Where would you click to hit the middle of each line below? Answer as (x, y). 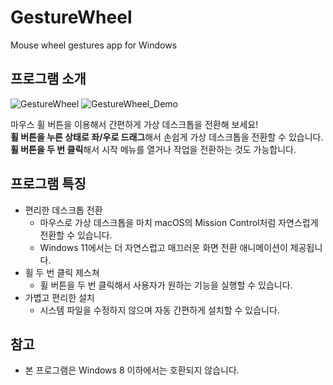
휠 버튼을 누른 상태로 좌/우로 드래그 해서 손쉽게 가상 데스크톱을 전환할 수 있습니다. (167, 137)
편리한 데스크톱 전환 (63, 210)
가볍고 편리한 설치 (59, 297)
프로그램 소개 (48, 79)
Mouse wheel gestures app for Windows (94, 45)
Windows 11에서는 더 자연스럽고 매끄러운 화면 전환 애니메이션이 (163, 247)
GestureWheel (71, 17)
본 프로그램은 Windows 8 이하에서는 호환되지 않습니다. (132, 370)
